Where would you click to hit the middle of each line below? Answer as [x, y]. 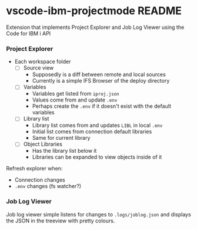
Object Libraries [43, 144]
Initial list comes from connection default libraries [92, 132]
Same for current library [61, 138]
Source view [39, 68]
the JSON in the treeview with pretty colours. [61, 221]
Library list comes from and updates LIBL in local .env [97, 126]
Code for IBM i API [29, 33]
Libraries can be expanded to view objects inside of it [97, 157]
